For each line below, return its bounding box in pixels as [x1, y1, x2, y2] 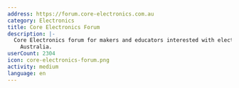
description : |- [7, 30, 55, 38]
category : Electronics [7, 17, 75, 24]
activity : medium [7, 63, 59, 70]
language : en [7, 70, 46, 77]
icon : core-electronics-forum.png [7, 57, 110, 64]
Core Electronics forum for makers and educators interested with [14, 37, 215, 44]
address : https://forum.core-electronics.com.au [7, 10, 154, 18]
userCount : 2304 [7, 50, 55, 57]
